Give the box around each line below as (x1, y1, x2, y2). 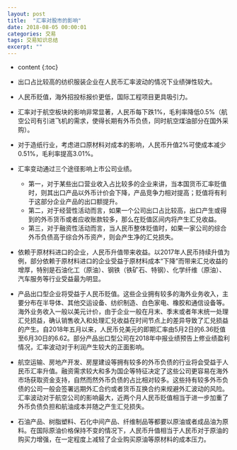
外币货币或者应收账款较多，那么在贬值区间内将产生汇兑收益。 (40, 215, 221, 224)
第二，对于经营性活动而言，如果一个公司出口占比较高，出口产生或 (28, 207, 221, 214)
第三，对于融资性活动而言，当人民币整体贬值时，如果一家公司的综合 (28, 224, 227, 232)
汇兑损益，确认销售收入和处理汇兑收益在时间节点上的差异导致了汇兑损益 (17, 317, 229, 324)
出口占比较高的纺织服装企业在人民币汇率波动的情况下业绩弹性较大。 (17, 77, 216, 86)
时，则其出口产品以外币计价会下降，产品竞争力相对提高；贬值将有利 (28, 189, 227, 197)
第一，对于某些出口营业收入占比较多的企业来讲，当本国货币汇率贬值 (28, 180, 227, 188)
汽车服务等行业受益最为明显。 (17, 275, 105, 282)
